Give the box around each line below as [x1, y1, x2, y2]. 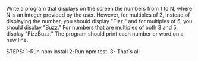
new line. [6, 37, 29, 43]
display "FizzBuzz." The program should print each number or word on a [6, 30, 184, 37]
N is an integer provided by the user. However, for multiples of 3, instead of [6, 11, 190, 18]
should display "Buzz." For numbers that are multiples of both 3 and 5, [6, 24, 178, 31]
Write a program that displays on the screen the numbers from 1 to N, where [6, 5, 193, 12]
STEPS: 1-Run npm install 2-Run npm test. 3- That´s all [6, 48, 140, 55]
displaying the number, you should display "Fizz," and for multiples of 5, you [6, 18, 193, 24]
